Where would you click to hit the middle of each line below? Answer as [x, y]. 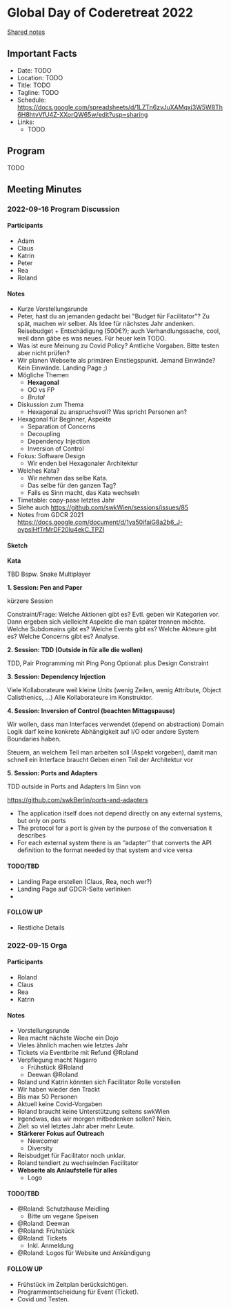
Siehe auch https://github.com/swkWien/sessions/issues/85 [103, 507]
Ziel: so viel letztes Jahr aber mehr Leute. [76, 1126]
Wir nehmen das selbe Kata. [68, 478]
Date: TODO [34, 70]
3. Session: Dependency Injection [56, 677]
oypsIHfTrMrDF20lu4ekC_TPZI [61, 530]
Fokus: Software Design [51, 456]
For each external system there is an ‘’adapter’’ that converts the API [114, 843]
